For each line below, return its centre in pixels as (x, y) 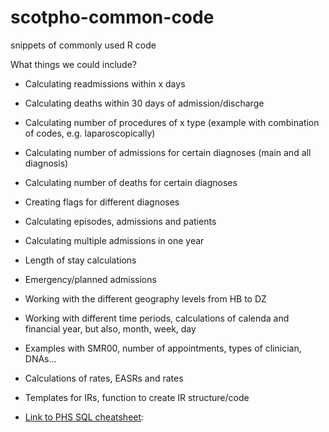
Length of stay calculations (80, 260)
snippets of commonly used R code (83, 45)
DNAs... (40, 358)
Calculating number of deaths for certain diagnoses (131, 182)
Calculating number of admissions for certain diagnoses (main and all (168, 152)
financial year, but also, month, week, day (110, 328)
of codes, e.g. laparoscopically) (90, 133)
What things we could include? (73, 64)
